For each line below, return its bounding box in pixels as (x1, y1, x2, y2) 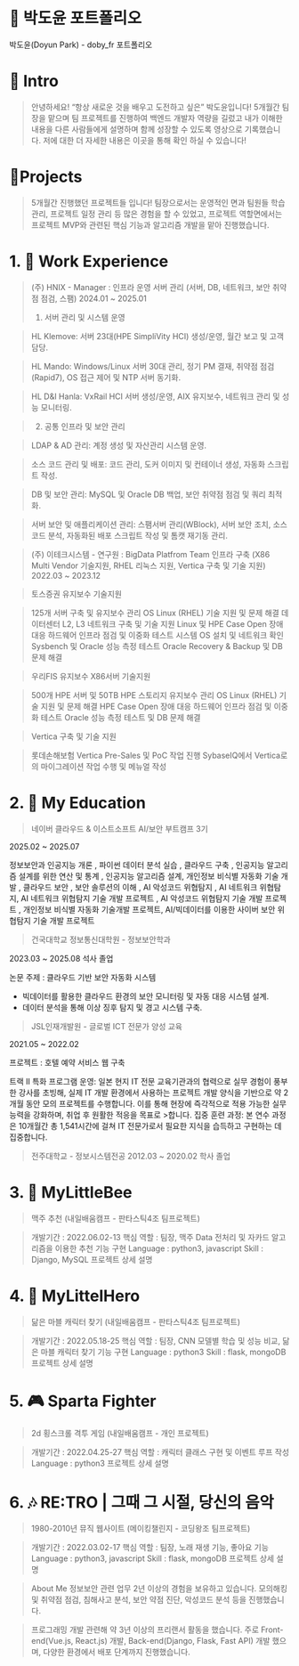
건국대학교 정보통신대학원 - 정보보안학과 (30, 934, 171, 945)
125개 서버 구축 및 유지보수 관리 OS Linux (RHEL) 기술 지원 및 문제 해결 (30, 607, 280, 618)
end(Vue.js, (30, 1636, 74, 1646)
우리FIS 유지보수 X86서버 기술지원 (30, 670, 151, 681)
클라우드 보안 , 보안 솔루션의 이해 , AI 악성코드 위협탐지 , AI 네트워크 (22, 882, 258, 892)
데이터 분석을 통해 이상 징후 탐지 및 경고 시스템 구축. (21, 1002, 203, 1012)
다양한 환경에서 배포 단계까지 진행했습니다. (43, 1646, 191, 1657)
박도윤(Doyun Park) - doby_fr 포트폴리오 (9, 39, 153, 50)
